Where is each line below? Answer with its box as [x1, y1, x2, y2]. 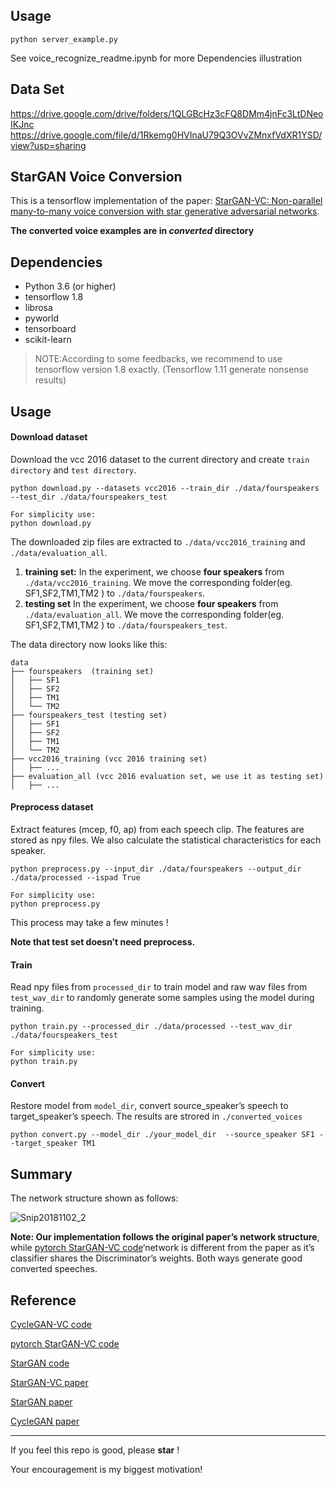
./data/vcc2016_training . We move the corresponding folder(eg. [24, 576, 293, 588]
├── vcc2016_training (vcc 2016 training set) [10, 754, 208, 764]
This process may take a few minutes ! [10, 917, 169, 929]
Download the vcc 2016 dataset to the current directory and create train [10, 453, 310, 465]
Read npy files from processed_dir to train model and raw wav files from [10, 981, 308, 993]
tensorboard [24, 323, 77, 335]
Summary [10, 1165, 73, 1183]
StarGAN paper [10, 1396, 73, 1408]
